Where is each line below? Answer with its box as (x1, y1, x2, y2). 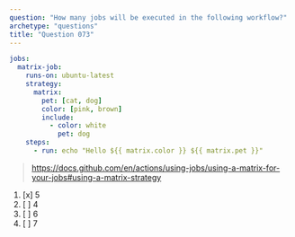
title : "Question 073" (9, 30, 94, 39)
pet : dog (57, 129, 91, 139)
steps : (25, 138, 50, 147)
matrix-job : (17, 63, 63, 72)
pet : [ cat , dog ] (41, 96, 103, 105)
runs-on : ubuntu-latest (25, 71, 115, 81)
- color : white (49, 121, 106, 130)
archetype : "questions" (9, 22, 99, 31)
